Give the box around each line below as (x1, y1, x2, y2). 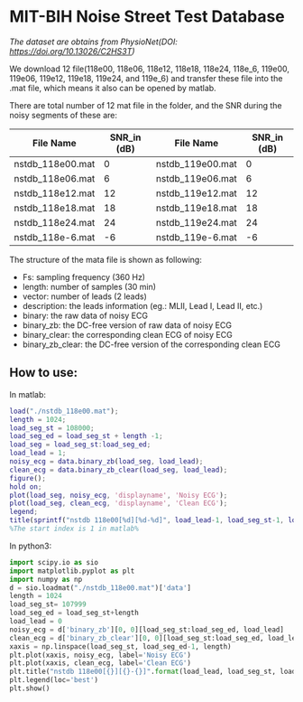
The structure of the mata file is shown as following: (9, 254, 203, 265)
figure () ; (9, 473, 47, 482)
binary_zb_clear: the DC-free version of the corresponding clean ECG (22, 339, 281, 350)
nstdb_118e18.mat (14, 201, 96, 214)
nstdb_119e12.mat (156, 187, 237, 200)
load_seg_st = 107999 (9, 600, 87, 609)
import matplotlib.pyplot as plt (9, 566, 135, 576)
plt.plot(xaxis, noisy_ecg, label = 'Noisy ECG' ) (9, 651, 192, 660)
